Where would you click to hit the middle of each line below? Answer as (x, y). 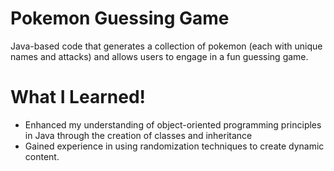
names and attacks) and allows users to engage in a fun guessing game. (159, 56)
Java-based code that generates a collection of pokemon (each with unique (166, 46)
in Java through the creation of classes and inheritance (138, 135)
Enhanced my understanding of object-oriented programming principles (173, 124)
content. (42, 156)
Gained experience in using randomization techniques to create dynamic (174, 146)
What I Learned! (78, 97)
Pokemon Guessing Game (120, 18)
